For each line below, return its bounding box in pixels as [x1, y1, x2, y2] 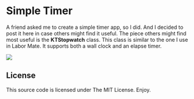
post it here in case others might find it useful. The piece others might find [6, 29, 187, 37]
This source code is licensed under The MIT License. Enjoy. [6, 86, 152, 93]
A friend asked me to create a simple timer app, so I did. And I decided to [6, 24, 184, 31]
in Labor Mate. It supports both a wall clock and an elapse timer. [6, 42, 162, 49]
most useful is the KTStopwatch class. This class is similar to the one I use [6, 36, 189, 43]
